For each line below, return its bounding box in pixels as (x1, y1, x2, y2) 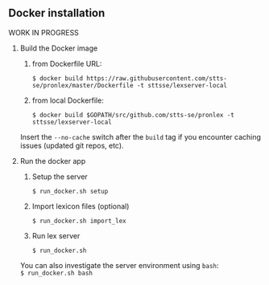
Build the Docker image (19, 43, 98, 53)
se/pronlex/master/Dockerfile (31, 81, 134, 89)
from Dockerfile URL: (31, 59, 102, 68)
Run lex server (31, 230, 81, 240)
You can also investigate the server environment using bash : (19, 260, 219, 270)
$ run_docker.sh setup (31, 187, 109, 195)
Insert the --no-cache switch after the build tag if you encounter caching (19, 132, 262, 141)
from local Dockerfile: (31, 96, 105, 105)
